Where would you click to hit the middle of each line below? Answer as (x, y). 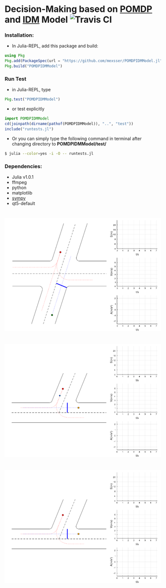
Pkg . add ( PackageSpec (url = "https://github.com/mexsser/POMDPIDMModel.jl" (83, 61)
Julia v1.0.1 (23, 177)
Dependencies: (24, 166)
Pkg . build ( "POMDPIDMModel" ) (34, 66)
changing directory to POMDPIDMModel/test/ (59, 144)
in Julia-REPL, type (31, 90)
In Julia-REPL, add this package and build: (55, 46)
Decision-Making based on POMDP (79, 9)
